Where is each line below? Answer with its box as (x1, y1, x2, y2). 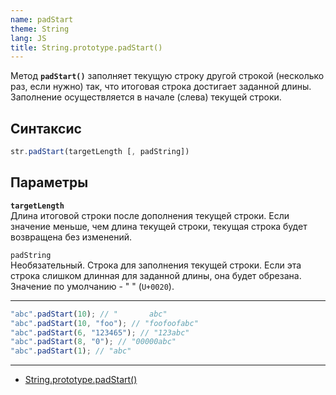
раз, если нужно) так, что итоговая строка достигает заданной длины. (10, 81, 312, 93)
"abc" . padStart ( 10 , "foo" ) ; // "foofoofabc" (10, 318, 199, 328)
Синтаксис (10, 120, 82, 137)
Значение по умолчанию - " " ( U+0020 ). (10, 280, 175, 292)
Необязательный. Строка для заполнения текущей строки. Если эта (10, 259, 302, 271)
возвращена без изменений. (10, 231, 133, 243)
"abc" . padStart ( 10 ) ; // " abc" (10, 309, 168, 319)
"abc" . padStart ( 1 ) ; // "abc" (10, 346, 132, 356)
